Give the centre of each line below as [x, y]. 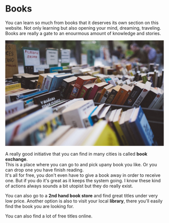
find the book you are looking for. [40, 206]
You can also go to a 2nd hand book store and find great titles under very [81, 195]
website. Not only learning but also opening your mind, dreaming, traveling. [83, 28]
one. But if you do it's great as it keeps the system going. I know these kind [83, 180]
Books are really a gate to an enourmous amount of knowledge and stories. [83, 33]
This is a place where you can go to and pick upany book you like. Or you [81, 164]
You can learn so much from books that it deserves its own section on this [82, 23]
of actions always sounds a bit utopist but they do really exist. [69, 186]
